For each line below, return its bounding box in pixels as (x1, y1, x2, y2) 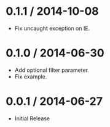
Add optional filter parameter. (14, 66, 90, 74)
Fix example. (14, 72, 47, 80)
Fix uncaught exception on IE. (14, 25, 90, 32)
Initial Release (14, 115, 50, 122)
